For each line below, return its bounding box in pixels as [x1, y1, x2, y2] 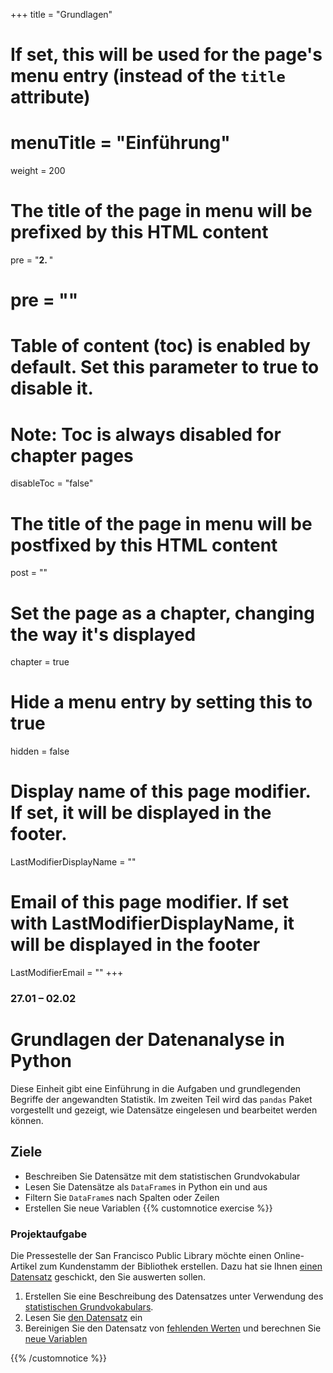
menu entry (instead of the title [10, 65, 286, 88]
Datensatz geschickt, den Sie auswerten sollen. [10, 1271, 207, 1283]
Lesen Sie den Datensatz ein [24, 1312, 143, 1324]
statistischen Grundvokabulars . [24, 1301, 154, 1313]
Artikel [10, 1260, 38, 1273]
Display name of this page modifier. [10, 780, 312, 803]
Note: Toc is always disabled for [10, 423, 282, 446]
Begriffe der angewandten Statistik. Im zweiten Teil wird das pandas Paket [10, 1093, 313, 1105]
